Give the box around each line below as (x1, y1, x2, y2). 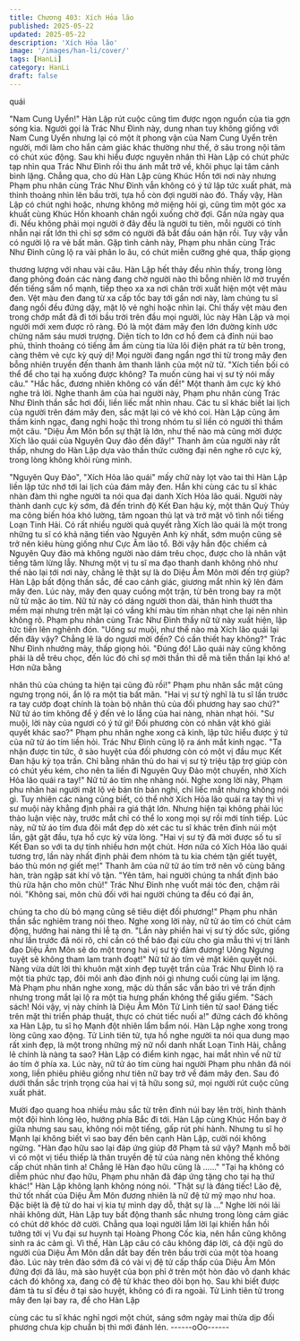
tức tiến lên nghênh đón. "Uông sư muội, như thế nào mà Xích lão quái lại (9, 623, 279, 634)
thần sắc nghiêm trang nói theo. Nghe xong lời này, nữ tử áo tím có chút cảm (9, 915, 292, 926)
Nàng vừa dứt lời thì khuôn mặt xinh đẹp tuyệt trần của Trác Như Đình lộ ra (9, 963, 284, 974)
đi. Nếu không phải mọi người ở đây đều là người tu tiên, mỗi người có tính (9, 218, 282, 228)
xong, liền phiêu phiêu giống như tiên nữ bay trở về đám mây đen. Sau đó (9, 1068, 279, 1079)
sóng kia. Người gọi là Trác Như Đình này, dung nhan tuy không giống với (9, 123, 279, 133)
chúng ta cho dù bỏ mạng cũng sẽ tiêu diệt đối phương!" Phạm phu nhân (9, 906, 278, 916)
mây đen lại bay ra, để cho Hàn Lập (9, 1294, 141, 1305)
